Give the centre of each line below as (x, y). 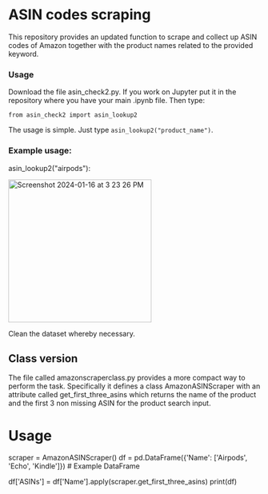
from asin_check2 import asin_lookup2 (73, 115)
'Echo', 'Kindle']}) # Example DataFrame (74, 466)
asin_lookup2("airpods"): (49, 168)
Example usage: (40, 151)
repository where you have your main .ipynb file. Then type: (107, 101)
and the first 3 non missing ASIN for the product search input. (110, 403)
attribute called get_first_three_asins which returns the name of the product (132, 395)
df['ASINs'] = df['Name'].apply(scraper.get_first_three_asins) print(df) (123, 482)
